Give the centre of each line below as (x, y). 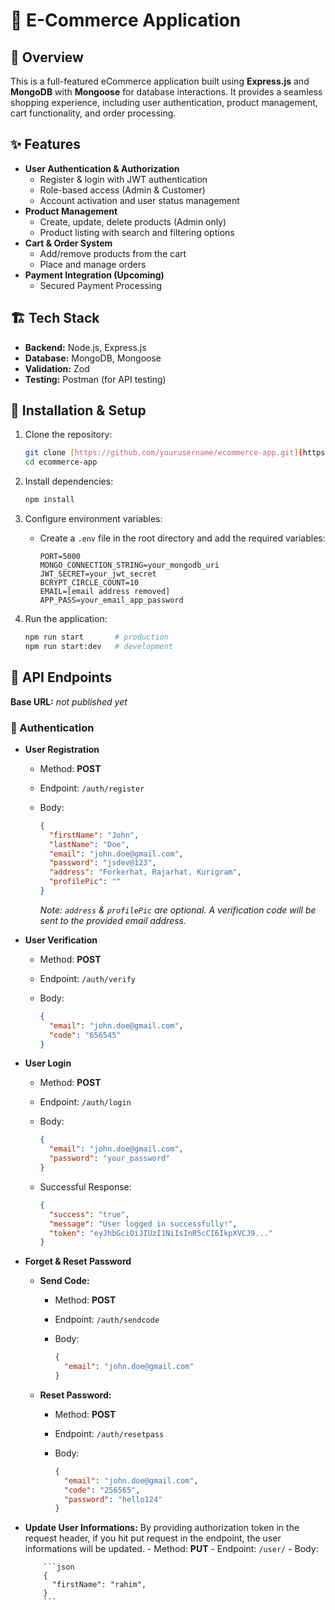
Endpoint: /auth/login (85, 1102)
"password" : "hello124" (113, 1499)
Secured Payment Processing (100, 285)
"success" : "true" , (89, 1214)
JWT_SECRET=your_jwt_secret (98, 574)
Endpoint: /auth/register (92, 788)
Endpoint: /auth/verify (87, 978)
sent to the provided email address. (113, 920)
